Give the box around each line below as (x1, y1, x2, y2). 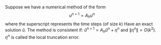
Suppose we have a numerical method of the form (5, 4, 106, 10)
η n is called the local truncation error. (5, 33, 80, 40)
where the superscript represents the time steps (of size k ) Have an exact (5, 21, 153, 27)
